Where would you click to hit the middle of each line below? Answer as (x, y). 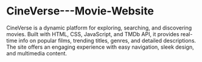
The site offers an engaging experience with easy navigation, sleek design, (100, 47)
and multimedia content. (37, 53)
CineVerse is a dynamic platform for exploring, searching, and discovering (99, 28)
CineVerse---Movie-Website (80, 11)
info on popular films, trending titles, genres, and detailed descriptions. (107, 40)
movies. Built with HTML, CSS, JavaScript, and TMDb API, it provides (93, 34)
